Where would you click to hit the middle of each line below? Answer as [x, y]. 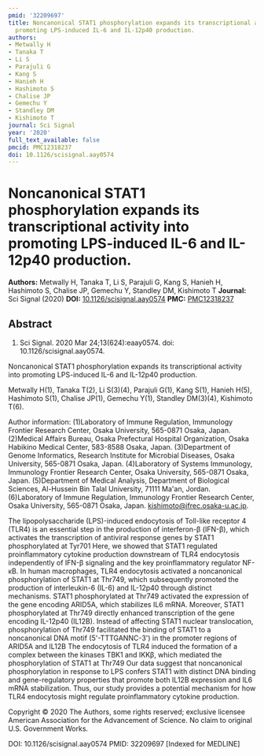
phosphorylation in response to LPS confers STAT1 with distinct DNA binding [132, 671]
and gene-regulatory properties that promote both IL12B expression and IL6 [130, 680]
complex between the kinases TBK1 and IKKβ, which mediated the [115, 655]
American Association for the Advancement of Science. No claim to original [130, 720]
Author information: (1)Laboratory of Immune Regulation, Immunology [121, 422]
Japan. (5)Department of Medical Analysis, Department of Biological [119, 480]
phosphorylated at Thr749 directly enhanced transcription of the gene [121, 613]
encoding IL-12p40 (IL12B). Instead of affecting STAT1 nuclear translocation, [131, 621]
